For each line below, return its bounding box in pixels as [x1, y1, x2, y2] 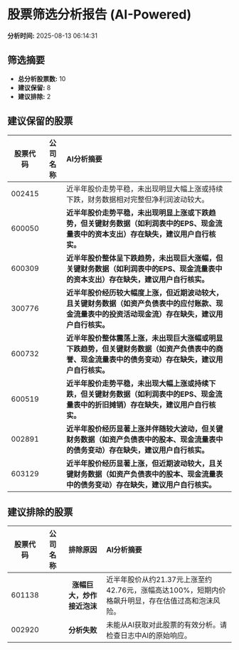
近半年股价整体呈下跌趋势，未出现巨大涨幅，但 [66, 253, 223, 263]
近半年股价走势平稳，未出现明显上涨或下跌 [66, 208, 209, 218]
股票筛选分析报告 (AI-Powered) [7, 6, 192, 23]
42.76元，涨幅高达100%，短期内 [106, 585, 219, 595]
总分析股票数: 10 [17, 74, 66, 82]
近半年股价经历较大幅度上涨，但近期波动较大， [66, 287, 223, 297]
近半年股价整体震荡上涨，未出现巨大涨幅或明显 [66, 333, 223, 343]
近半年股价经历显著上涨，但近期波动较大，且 [66, 458, 216, 468]
